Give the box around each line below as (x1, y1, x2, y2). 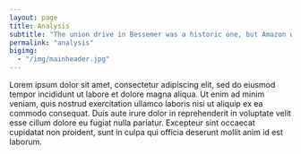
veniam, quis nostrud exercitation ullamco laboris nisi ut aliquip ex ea (9, 98, 263, 108)
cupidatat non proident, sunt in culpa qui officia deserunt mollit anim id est (9, 127, 284, 137)
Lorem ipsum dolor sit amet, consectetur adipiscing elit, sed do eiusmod (9, 80, 276, 90)
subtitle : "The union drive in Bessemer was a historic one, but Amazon (9, 30, 287, 38)
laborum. (9, 136, 43, 147)
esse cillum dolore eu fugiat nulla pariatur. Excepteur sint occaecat (9, 117, 255, 128)
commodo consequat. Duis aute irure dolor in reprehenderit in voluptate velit (9, 108, 291, 118)
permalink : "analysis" (9, 38, 94, 47)
